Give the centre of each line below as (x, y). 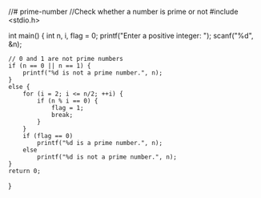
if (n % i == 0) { (68, 101)
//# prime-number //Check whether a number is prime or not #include (123, 12)
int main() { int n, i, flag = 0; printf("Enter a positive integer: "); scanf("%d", (131, 36)
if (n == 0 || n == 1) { (50, 66)
